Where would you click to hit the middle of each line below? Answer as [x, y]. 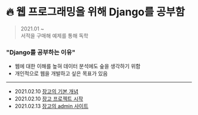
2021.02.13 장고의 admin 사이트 [52, 106]
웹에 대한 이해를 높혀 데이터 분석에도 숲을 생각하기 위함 [77, 66]
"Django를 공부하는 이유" [41, 52]
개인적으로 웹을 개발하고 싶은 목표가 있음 [61, 73]
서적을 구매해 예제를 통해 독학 [54, 35]
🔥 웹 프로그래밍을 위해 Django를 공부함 [95, 12]
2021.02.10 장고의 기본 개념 [46, 92]
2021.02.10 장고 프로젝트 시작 [49, 99]
